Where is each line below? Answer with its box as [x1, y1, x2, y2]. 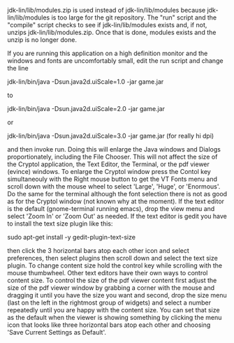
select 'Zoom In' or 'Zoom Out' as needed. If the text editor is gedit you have [7, 212, 227, 220]
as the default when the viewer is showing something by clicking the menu [7, 314, 222, 321]
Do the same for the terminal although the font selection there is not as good [7, 190, 228, 198]
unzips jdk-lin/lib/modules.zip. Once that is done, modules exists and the [7, 28, 217, 36]
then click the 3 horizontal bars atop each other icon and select [7, 247, 190, 254]
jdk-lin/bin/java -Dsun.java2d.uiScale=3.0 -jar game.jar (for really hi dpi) [7, 132, 214, 140]
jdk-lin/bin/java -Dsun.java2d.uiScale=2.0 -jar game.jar [7, 105, 166, 112]
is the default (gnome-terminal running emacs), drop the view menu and [7, 205, 215, 212]
